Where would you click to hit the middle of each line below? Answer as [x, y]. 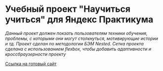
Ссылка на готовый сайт [31, 64]
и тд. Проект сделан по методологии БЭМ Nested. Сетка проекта [75, 43]
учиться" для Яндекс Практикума [79, 19]
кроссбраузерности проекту [36, 54]
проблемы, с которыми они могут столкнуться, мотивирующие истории [82, 38]
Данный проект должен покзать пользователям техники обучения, [76, 33]
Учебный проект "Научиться [68, 9]
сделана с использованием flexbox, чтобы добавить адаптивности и [78, 49]
